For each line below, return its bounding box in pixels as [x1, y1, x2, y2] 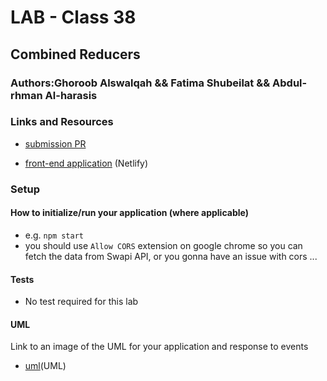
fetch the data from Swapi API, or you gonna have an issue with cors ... [24, 250, 318, 262]
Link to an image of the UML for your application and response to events [10, 341, 309, 353]
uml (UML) [24, 360, 67, 372]
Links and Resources [10, 115, 114, 129]
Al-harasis [44, 88, 98, 102]
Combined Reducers [10, 46, 141, 63]
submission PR [24, 137, 87, 150]
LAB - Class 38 [10, 6, 137, 29]
